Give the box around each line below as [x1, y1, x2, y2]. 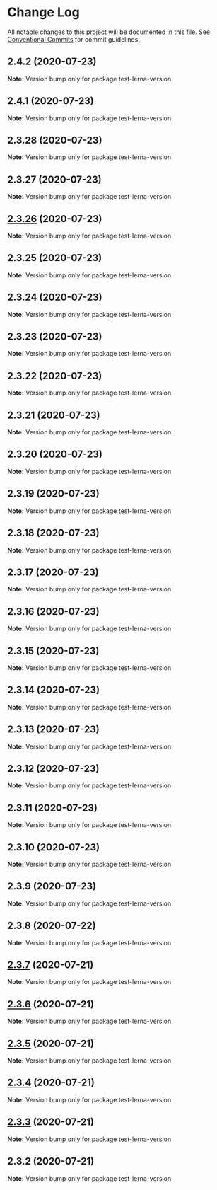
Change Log [7, 4, 80, 21]
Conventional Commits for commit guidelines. [7, 35, 140, 43]
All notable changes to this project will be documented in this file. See [7, 28, 211, 36]
